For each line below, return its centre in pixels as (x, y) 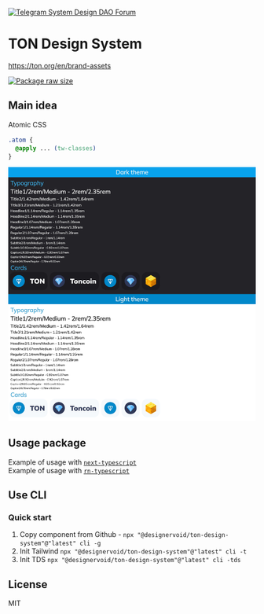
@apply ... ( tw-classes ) (56, 148)
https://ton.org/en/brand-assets (60, 65)
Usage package (47, 443)
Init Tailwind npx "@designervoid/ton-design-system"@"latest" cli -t (133, 551)
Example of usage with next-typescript (73, 462)
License (28, 585)
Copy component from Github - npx (77, 535)
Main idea (33, 106)
